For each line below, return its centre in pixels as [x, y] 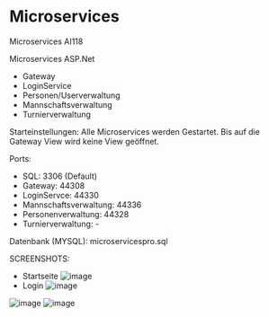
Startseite [40, 276]
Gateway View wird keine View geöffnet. [84, 141]
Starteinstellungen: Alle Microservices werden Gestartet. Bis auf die [135, 131]
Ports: [20, 158]
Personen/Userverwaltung [71, 95]
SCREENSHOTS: [40, 259]
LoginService [47, 85]
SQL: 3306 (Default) [59, 176]
